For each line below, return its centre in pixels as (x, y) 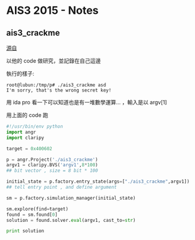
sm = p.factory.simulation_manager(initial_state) (71, 198)
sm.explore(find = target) (37, 209)
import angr (21, 132)
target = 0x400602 (29, 148)
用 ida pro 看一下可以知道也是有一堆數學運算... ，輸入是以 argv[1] (87, 102)
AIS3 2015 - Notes (53, 11)
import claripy (25, 137)
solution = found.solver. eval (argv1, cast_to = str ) (71, 220)
